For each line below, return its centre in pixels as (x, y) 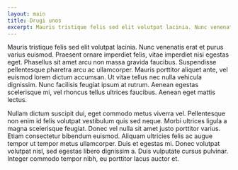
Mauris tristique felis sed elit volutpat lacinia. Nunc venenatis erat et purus (115, 47)
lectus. (17, 100)
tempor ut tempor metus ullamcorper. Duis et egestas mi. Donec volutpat (114, 144)
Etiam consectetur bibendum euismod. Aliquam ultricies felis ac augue (110, 136)
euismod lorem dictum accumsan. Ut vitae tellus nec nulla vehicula (104, 77)
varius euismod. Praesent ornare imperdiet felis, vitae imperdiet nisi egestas (118, 55)
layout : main (27, 14)
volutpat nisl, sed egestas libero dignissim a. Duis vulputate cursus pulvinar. (118, 151)
